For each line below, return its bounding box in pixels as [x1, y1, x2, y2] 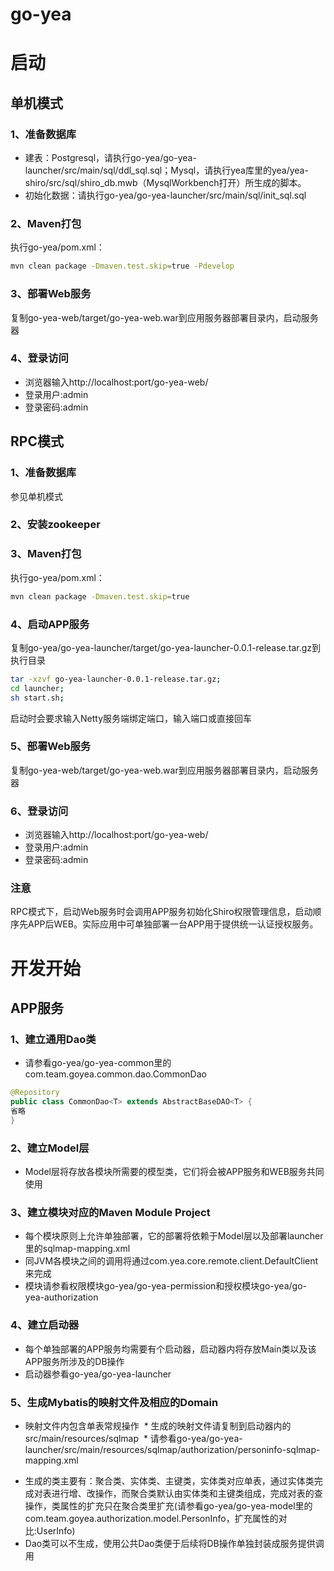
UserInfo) [36, 1524, 76, 1537]
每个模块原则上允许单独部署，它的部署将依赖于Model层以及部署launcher [24, 1230, 324, 1242]
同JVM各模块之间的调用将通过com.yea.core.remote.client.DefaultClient [24, 1255, 319, 1267]
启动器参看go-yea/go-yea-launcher [24, 1368, 172, 1380]
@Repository [10, 1088, 60, 1098]
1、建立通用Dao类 [10, 1032, 97, 1046]
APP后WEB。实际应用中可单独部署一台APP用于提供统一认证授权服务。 [27, 918, 319, 930]
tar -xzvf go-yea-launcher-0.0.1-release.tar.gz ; [10, 674, 222, 684]
